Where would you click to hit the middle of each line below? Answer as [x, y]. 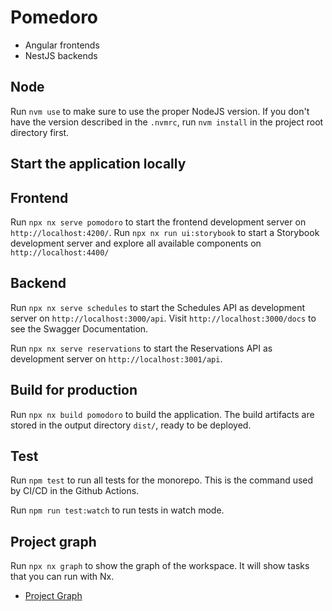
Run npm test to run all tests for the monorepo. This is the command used [162, 480]
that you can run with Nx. [62, 577]
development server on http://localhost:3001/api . [116, 358]
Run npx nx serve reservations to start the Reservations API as [141, 348]
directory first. [40, 132]
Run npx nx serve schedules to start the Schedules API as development [158, 307]
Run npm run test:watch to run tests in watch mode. [117, 510]
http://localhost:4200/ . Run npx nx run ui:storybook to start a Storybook [165, 232]
